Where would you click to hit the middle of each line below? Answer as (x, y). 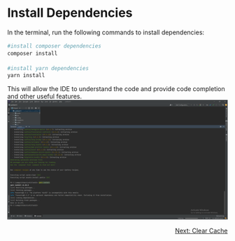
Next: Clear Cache (201, 230)
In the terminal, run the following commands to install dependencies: (106, 32)
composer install (33, 53)
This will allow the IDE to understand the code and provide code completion (116, 89)
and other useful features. (45, 97)
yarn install (26, 76)
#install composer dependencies (54, 46)
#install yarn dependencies (48, 68)
